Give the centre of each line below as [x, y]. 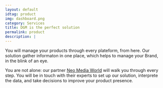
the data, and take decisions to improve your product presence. [69, 80]
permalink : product [25, 32]
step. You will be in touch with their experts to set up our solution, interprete [81, 75]
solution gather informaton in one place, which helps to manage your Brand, [81, 55]
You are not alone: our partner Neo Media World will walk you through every [82, 70]
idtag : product [21, 14]
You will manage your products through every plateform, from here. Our [77, 50]
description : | [21, 37]
